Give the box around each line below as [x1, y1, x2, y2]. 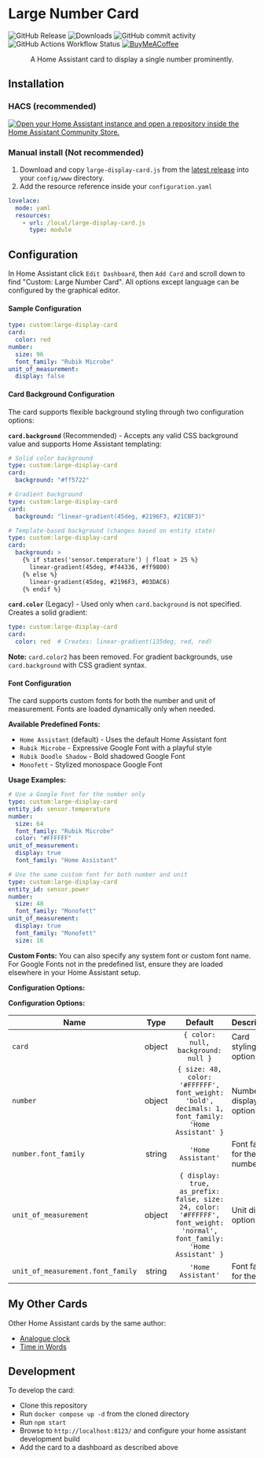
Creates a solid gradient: [8, 608, 88, 617]
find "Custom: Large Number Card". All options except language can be [8, 277, 240, 287]
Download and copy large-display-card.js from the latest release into [19, 165, 249, 174]
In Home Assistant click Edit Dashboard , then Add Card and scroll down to [8, 269, 246, 278]
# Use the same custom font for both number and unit [8, 870, 189, 879]
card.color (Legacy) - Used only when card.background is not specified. [8, 600, 242, 609]
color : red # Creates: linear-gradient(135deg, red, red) [15, 638, 213, 646]
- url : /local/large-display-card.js [22, 218, 146, 227]
